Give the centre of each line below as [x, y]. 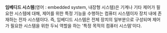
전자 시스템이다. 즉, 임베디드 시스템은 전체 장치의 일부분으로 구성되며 [85, 19]
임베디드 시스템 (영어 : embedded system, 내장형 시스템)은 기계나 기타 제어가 [80, 7]
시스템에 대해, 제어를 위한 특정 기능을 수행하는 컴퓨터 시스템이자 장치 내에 [85, 13]
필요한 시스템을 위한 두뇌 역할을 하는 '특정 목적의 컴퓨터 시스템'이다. [76, 26]
